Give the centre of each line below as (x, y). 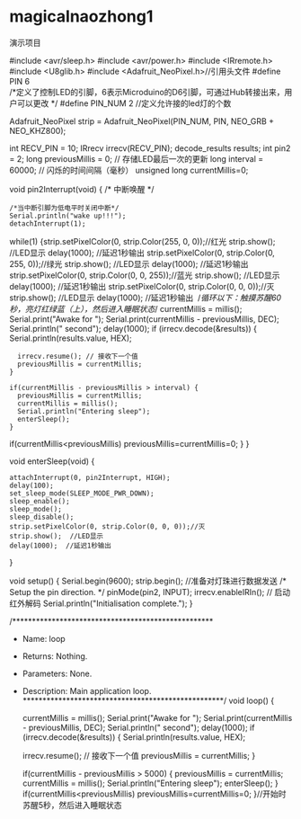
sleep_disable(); (42, 517)
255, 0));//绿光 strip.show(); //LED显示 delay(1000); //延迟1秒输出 (129, 263)
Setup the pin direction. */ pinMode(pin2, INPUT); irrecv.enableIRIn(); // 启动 (150, 592)
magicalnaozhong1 (81, 17)
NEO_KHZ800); (38, 130)
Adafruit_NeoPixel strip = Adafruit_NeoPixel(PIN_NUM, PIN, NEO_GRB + (142, 121)
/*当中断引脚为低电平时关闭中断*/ (64, 208)
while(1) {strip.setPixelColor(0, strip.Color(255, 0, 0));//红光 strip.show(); (142, 241)
